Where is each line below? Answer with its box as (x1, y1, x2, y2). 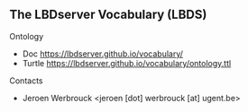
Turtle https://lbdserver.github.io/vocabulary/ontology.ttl (22, 57, 232, 68)
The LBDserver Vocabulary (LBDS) (9, 7, 207, 22)
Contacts (9, 75, 43, 86)
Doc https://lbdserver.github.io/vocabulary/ (22, 48, 183, 59)
